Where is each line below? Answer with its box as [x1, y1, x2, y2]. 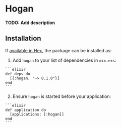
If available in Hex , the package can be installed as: [5, 47, 112, 53]
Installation [5, 34, 41, 43]
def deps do [5, 71, 30, 76]
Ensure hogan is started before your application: [12, 93, 111, 99]
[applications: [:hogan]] [10, 111, 65, 117]
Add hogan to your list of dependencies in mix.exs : [12, 57, 117, 63]
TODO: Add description [5, 20, 55, 26]
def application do [5, 107, 46, 112]
